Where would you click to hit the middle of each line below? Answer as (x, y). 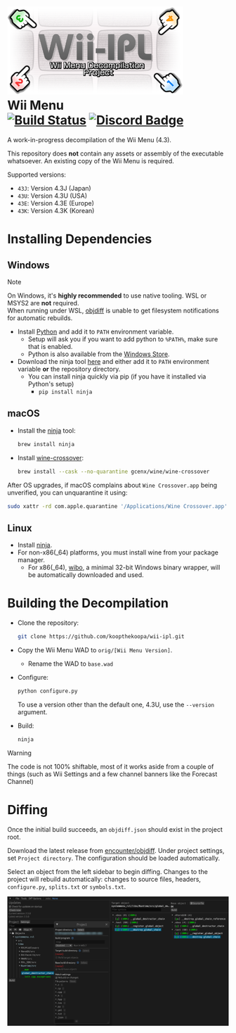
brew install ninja (46, 444)
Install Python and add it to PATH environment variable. (96, 331)
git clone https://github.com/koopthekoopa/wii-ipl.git (101, 637)
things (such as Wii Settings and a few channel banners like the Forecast (112, 774)
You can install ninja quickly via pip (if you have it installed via (117, 376)
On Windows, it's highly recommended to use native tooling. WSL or (107, 296)
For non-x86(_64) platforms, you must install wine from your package (118, 552)
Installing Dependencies (80, 239)
